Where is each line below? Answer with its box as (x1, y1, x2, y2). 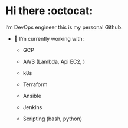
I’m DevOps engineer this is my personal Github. (5, 24, 123, 31)
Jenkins (22, 103, 42, 110)
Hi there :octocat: (5, 4, 93, 18)
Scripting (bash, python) (22, 115, 83, 122)
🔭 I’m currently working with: (14, 35, 84, 42)
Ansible (22, 92, 42, 99)
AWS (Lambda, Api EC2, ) (22, 58, 86, 65)
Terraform (22, 81, 48, 88)
